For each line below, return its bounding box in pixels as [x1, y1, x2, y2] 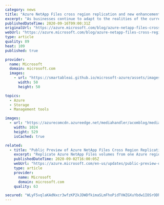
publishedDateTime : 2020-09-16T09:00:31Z [5, 21, 91, 26]
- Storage [9, 102, 29, 107]
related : [5, 143, 23, 148]
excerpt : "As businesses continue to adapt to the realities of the [5, 16, 147, 21]
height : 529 [14, 129, 38, 134]
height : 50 [18, 84, 41, 89]
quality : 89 [5, 39, 29, 44]
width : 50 [18, 80, 38, 85]
